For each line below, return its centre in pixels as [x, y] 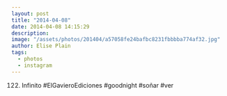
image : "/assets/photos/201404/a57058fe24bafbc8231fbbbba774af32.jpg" [116, 40]
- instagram [35, 65]
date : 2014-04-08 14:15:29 [50, 26]
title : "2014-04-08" [41, 20]
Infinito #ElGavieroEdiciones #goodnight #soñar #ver [97, 85]
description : [30, 33]
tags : [19, 53]
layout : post [30, 14]
